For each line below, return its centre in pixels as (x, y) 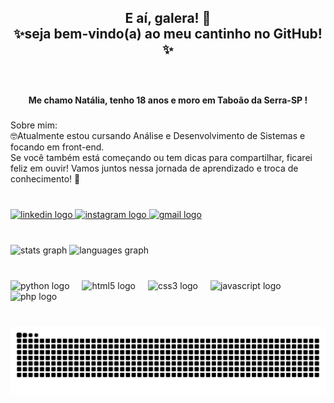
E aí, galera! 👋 (168, 18)
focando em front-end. (57, 147)
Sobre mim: (34, 125)
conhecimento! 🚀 (45, 178)
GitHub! (298, 34)
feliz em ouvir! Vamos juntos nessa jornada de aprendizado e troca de (154, 168)
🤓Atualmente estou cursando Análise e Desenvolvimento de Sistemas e (158, 135)
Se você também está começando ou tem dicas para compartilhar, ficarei (161, 157)
